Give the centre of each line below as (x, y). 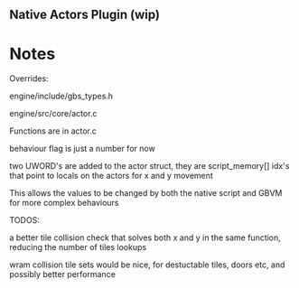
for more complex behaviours (64, 203)
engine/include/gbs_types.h (61, 96)
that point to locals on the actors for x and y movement (112, 176)
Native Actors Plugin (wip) (85, 15)
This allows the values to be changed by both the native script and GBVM (146, 193)
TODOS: (25, 220)
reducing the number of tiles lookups (78, 247)
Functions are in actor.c (53, 131)
